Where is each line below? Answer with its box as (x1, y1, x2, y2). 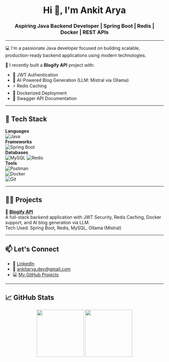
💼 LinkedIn (12, 260, 35, 266)
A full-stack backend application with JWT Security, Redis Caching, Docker (5, 214, 161, 220)
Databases (5, 149, 29, 155)
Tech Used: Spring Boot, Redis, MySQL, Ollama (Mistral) (5, 225, 122, 231)
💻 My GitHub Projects (12, 271, 59, 278)
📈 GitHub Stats (5, 294, 54, 302)
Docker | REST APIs (60, 29, 109, 36)
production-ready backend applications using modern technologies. (5, 52, 147, 58)
